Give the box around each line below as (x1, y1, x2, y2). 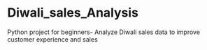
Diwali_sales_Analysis (7, 5, 138, 21)
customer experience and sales (7, 35, 98, 43)
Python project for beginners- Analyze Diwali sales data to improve (7, 28, 201, 36)
